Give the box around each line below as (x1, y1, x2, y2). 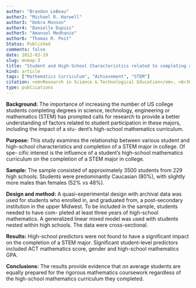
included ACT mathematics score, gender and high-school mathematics (6, 245, 179, 252)
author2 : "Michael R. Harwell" (6, 14, 82, 20)
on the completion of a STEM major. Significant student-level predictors (6, 239, 178, 246)
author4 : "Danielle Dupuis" (6, 25, 75, 31)
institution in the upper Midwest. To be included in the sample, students (6, 203, 178, 210)
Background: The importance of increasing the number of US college (6, 100, 174, 107)
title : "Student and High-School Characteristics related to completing (6, 63, 187, 69)
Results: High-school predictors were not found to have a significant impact (6, 233, 189, 240)
